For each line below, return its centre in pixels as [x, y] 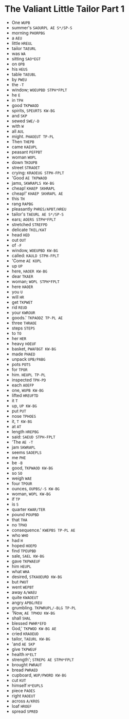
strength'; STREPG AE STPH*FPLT [43, 660]
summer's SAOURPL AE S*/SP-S [42, 27]
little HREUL [22, 43]
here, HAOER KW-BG [29, 271]
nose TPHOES [24, 416]
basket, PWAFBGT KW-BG [34, 349]
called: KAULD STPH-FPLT [35, 255]
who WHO [20, 535]
